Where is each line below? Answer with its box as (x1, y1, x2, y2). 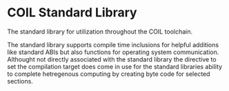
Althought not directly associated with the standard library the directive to (7, 55, 217, 63)
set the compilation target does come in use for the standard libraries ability (7, 62, 223, 70)
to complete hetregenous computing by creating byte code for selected (7, 70, 210, 78)
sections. (7, 77, 33, 85)
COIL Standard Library (7, 5, 137, 21)
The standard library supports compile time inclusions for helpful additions (7, 40, 219, 49)
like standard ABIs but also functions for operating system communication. (7, 48, 219, 56)
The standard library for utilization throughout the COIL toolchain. (7, 27, 193, 36)
